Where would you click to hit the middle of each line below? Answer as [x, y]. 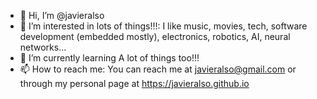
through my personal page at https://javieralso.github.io [134, 83]
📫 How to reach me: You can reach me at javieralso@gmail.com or [158, 69]
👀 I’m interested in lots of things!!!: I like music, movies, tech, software [163, 26]
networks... [43, 47]
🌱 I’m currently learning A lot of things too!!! [109, 58]
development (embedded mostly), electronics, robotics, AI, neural [155, 36]
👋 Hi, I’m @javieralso [62, 15]
